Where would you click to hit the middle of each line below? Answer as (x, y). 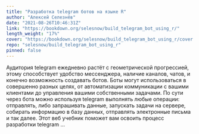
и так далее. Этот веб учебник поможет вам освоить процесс (85, 118)
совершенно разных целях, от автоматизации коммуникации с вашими (97, 86)
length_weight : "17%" (33, 34)
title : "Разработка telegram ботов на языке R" (66, 12)
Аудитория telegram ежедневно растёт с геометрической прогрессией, (98, 67)
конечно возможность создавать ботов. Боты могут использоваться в (96, 80)
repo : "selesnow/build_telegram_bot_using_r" (63, 45)
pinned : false (24, 51)
